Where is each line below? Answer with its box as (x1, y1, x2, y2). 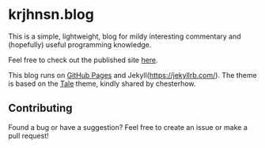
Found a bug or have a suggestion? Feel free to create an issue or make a (8, 122, 248, 131)
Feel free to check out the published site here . (8, 55, 158, 65)
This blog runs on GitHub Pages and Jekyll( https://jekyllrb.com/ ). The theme (8, 70, 257, 80)
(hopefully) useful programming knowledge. (8, 39, 152, 49)
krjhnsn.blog (8, 6, 95, 24)
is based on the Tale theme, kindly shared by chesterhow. (8, 79, 196, 88)
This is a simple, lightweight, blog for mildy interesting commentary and (8, 31, 241, 41)
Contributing (8, 102, 73, 115)
